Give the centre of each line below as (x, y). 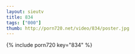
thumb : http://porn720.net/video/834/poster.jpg (68, 28)
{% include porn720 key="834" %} (49, 45)
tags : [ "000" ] (24, 23)
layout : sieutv (25, 12)
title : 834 (20, 17)
